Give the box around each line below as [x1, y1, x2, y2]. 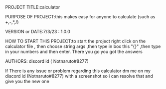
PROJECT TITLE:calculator [5, 4, 60, 10]
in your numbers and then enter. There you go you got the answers [5, 49, 143, 54]
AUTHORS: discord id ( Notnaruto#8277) [5, 58, 89, 64]
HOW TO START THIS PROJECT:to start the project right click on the [5, 38, 146, 44]
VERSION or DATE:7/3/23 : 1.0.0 [5, 29, 71, 34]
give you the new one [5, 79, 50, 84]
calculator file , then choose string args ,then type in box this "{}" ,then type [5, 44, 161, 49]
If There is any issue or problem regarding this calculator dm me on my [5, 68, 151, 74]
